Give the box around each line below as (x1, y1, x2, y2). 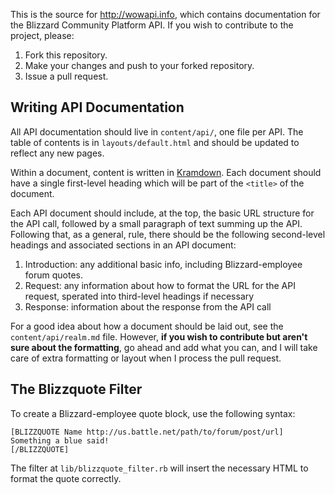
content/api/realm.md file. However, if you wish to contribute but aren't (10, 330, 308, 343)
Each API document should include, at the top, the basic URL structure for (10, 207, 315, 219)
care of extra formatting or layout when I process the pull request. (10, 352, 282, 364)
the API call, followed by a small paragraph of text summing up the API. (10, 217, 303, 229)
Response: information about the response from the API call (24, 300, 272, 313)
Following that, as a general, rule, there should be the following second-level (10, 228, 326, 240)
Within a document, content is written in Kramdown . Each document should (10, 166, 322, 178)
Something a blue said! (10, 435, 110, 446)
